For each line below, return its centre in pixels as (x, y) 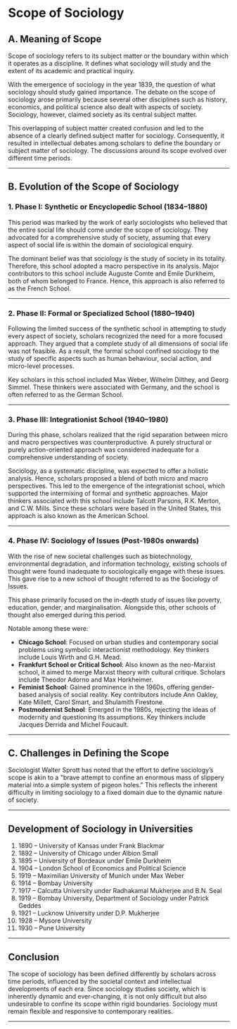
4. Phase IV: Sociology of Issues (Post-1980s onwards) (104, 541)
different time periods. (40, 158)
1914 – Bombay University (56, 883)
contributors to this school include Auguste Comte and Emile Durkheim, (111, 273)
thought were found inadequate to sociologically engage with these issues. (117, 571)
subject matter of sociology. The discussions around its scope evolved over (117, 150)
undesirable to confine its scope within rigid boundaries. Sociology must (113, 1004)
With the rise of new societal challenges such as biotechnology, (100, 556)
